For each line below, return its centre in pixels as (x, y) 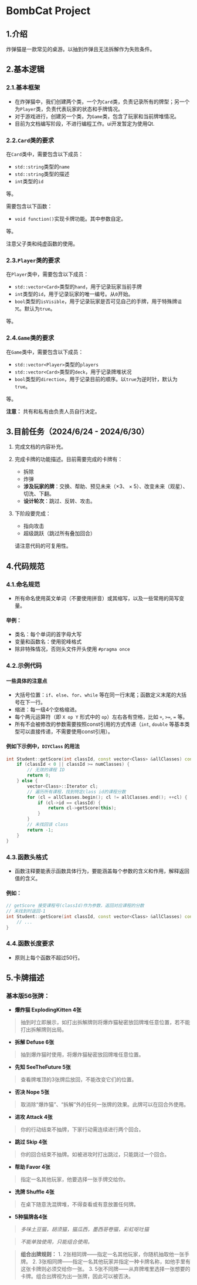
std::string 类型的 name (42, 166)
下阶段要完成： (33, 514)
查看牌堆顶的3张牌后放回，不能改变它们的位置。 (79, 1079)
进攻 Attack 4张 (33, 1117)
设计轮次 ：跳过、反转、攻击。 (59, 501)
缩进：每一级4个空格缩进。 (47, 709)
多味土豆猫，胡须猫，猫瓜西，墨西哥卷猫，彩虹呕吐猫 (85, 1229)
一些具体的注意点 (27, 681)
